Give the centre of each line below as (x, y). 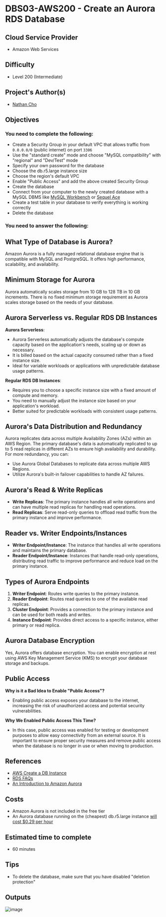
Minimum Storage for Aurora (50, 280)
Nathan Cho (24, 104)
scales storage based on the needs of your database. (60, 302)
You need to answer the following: (47, 226)
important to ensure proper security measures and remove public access (86, 740)
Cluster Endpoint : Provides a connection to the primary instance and (83, 609)
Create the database (33, 187)
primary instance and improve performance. (57, 518)
